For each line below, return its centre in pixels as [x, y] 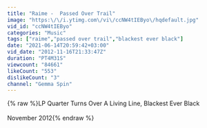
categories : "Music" [37, 33]
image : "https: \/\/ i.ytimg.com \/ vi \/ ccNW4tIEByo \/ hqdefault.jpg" [103, 20]
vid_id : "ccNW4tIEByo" [40, 26]
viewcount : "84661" [35, 65]
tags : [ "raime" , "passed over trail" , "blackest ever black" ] [96, 39]
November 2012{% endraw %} [51, 118]
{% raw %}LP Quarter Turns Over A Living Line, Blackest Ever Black [103, 103]
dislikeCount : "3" [33, 77]
